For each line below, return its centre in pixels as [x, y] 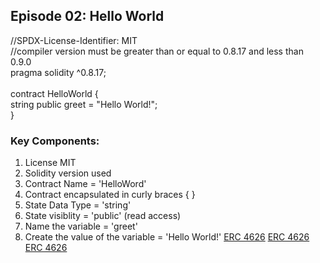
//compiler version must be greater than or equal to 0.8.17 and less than [157, 51]
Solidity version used [68, 173]
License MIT [50, 163]
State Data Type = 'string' [78, 205]
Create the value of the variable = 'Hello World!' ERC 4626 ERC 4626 [167, 237]
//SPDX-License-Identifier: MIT [74, 40]
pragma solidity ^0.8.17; [58, 72]
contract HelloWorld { [54, 93]
